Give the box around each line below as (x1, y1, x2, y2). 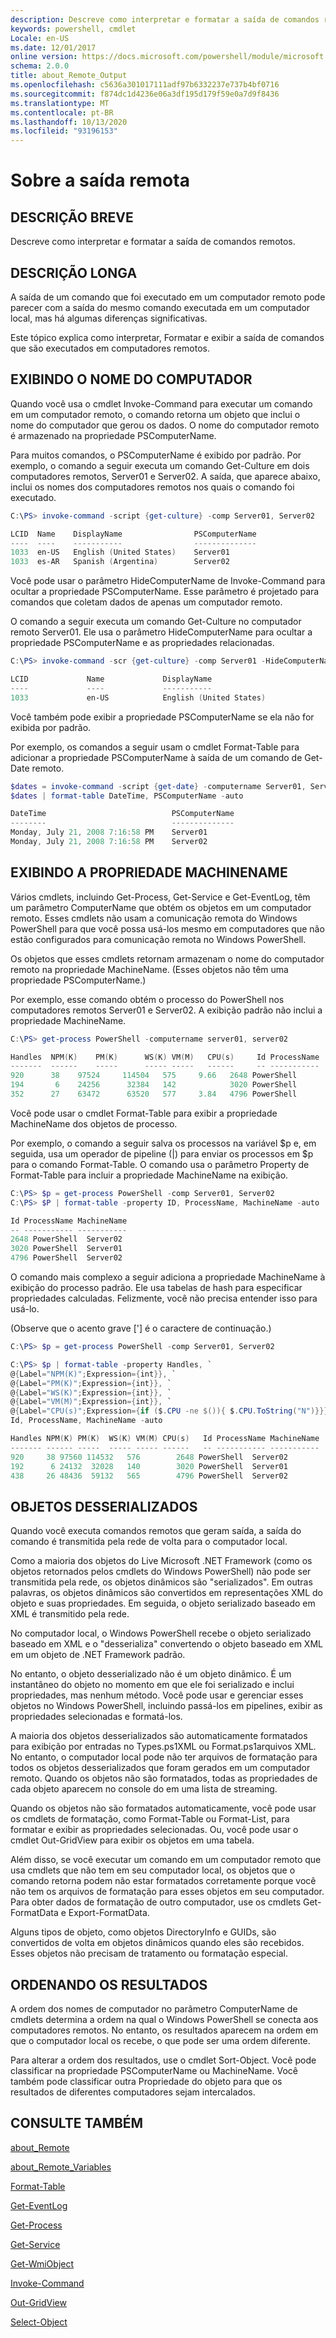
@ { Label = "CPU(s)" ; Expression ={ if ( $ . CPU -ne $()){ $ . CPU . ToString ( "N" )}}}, (10, 1406, 333, 1416)
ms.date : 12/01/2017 (10, 42, 97, 53)
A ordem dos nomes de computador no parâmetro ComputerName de (10, 2003, 298, 2015)
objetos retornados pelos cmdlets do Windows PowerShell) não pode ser (10, 1566, 312, 1578)
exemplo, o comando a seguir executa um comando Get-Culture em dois (10, 459, 310, 471)
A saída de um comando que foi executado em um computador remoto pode (10, 291, 326, 303)
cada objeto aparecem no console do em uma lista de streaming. (10, 1783, 278, 1795)
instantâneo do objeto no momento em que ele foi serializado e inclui (10, 1679, 295, 1691)
